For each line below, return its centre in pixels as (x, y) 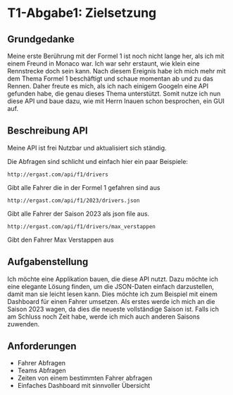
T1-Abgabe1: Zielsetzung (82, 13)
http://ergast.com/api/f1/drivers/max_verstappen (82, 226)
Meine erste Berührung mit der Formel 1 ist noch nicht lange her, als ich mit (116, 56)
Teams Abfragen (42, 371)
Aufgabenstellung (48, 262)
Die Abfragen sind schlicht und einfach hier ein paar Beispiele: (98, 161)
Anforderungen (42, 347)
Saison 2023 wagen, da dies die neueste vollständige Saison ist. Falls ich (113, 309)
